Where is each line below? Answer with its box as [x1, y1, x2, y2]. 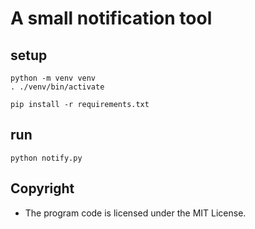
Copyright [10, 180, 75, 197]
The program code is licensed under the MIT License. [24, 207, 247, 219]
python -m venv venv [10, 73, 97, 83]
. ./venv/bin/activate [10, 82, 105, 92]
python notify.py [10, 153, 83, 163]
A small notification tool [10, 7, 213, 30]
